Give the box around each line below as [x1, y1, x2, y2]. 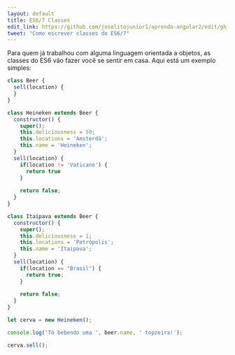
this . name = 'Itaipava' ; [20, 245, 92, 252]
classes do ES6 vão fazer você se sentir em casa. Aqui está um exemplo [7, 57, 216, 65]
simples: [7, 64, 31, 72]
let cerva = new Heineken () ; [7, 317, 92, 324]
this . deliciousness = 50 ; [20, 129, 96, 136]
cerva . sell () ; [7, 342, 49, 349]
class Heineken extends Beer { [7, 109, 99, 116]
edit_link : [7, 23, 39, 30]
